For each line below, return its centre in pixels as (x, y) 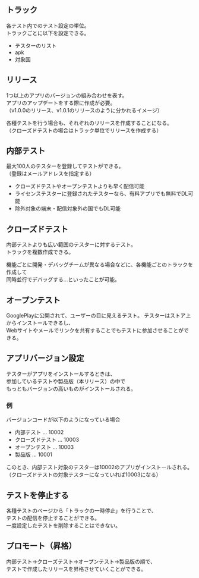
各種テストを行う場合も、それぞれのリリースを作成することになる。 (89, 122)
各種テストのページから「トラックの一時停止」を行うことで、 (81, 510)
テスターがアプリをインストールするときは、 (61, 373)
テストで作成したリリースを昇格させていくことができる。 (76, 568)
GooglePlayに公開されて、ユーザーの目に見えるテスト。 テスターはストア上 (99, 316)
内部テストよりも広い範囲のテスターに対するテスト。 (71, 244)
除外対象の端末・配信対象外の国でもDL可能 (67, 209)
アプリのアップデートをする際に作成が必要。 (61, 103)
